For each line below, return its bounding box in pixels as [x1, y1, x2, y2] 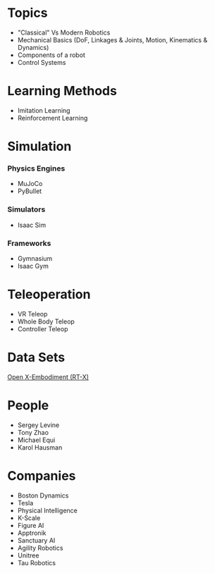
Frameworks [7, 238, 51, 248]
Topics [7, 5, 48, 21]
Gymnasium [17, 254, 53, 262]
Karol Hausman [17, 443, 63, 452]
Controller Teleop [17, 324, 68, 333]
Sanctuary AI [17, 536, 56, 544]
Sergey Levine [17, 421, 60, 429]
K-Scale [17, 513, 41, 522]
